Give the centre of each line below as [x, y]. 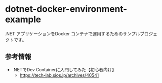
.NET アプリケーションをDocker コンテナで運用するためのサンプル [73, 33]
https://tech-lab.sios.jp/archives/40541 [59, 75]
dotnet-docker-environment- [66, 9]
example [23, 19]
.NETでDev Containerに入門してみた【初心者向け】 [64, 69]
